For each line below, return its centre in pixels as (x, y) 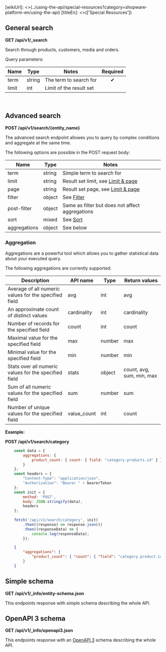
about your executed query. (33, 258)
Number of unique (29, 407)
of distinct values (28, 315)
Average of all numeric (34, 289)
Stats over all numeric (33, 366)
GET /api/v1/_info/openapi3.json (39, 631)
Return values (141, 280)
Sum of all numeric (29, 387)
